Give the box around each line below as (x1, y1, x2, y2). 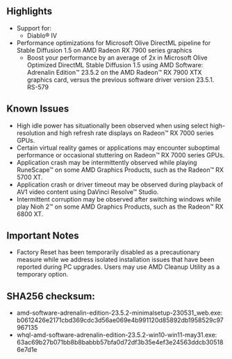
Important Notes (6, 230, 79, 242)
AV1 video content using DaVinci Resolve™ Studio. (16, 187, 159, 196)
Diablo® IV (26, 31, 57, 40)
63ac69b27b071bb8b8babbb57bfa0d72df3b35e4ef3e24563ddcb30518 (16, 338, 224, 347)
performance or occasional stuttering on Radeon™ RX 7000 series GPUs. (16, 150, 225, 159)
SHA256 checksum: (6, 290, 95, 302)
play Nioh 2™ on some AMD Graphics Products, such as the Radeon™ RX (16, 202, 224, 211)
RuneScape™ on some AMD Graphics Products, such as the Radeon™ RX (16, 166, 224, 174)
